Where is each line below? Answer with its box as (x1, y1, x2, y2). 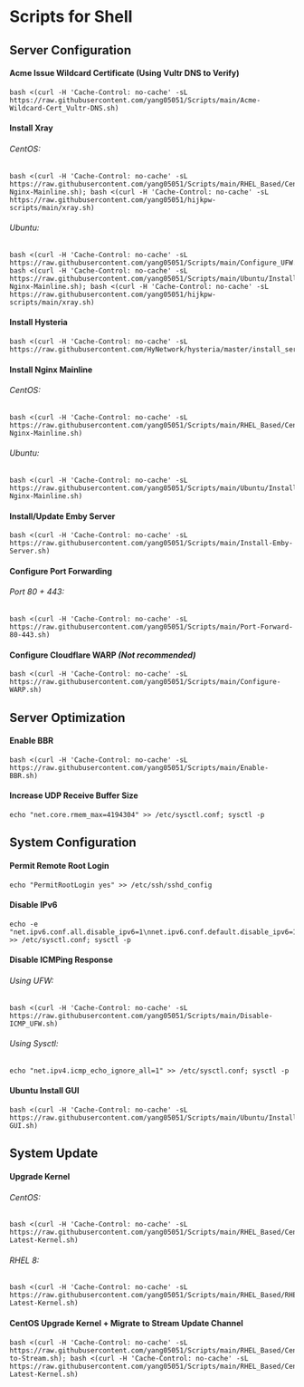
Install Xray (9, 122, 53, 133)
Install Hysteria (9, 317, 68, 328)
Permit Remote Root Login (9, 860, 109, 871)
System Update (9, 1146, 99, 1161)
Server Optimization (9, 709, 126, 726)
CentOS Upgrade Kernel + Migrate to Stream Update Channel (9, 1317, 244, 1328)
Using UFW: (9, 975, 54, 986)
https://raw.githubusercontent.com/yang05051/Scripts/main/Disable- (9, 1011, 273, 1020)
